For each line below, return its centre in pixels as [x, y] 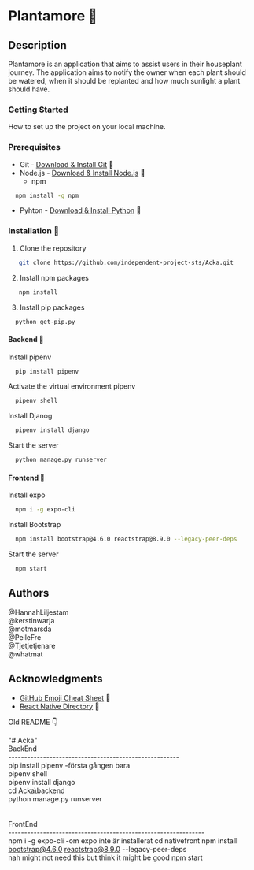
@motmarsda [30, 629]
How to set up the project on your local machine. [87, 127]
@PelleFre [25, 637]
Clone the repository [53, 248]
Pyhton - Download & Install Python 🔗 [80, 210]
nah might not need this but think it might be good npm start [105, 857]
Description [37, 45]
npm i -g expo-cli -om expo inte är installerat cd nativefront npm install [123, 840]
